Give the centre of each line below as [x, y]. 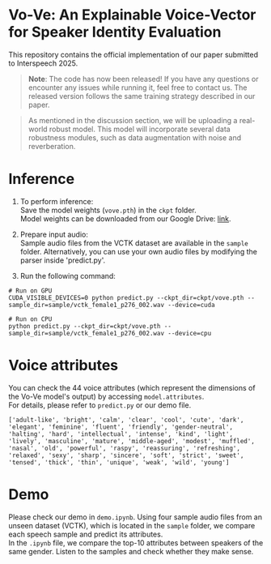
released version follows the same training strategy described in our [142, 96]
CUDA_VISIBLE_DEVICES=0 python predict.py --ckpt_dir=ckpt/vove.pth [126, 297]
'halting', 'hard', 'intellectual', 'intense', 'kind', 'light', [121, 434]
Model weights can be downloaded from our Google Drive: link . [126, 218]
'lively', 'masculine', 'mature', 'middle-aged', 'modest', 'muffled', [131, 441]
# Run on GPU [30, 291]
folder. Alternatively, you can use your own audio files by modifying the [138, 251]
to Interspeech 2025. [43, 63]
